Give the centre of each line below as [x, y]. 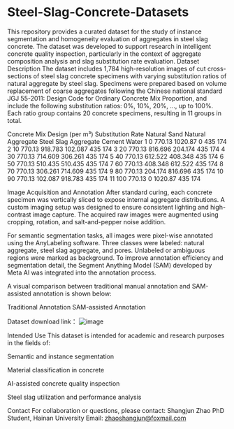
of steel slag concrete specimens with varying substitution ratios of [130, 76]
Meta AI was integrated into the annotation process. [82, 272]
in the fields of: [29, 342]
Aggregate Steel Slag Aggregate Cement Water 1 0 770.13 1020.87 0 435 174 [117, 141]
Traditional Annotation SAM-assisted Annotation [76, 307]
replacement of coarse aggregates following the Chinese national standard [115, 91]
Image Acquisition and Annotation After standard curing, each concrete [110, 192]
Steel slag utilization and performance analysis [74, 397]
